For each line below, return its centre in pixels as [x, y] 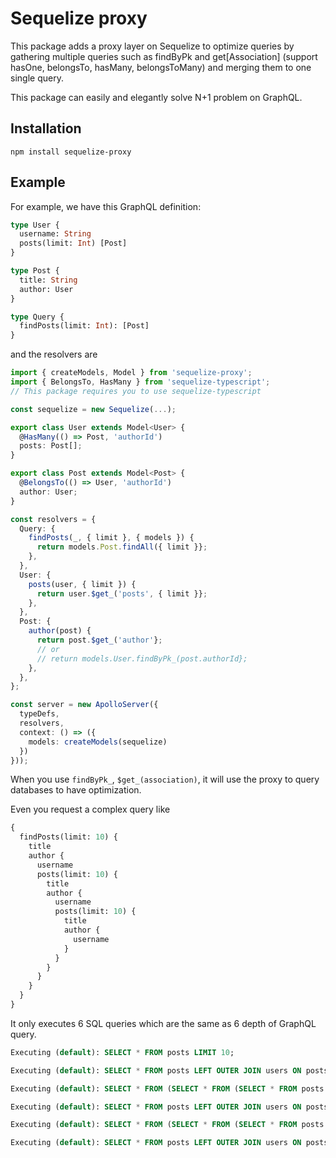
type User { [35, 225]
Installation [46, 128]
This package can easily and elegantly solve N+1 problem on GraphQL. [156, 97]
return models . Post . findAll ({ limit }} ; [122, 547]
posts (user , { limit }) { [82, 584]
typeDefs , [39, 714]
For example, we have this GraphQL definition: [106, 206]
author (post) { [60, 631]
